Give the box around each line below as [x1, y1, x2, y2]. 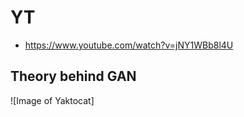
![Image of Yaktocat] [10, 94, 95, 106]
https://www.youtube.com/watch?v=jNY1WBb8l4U [24, 39, 234, 51]
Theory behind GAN [10, 68, 137, 85]
